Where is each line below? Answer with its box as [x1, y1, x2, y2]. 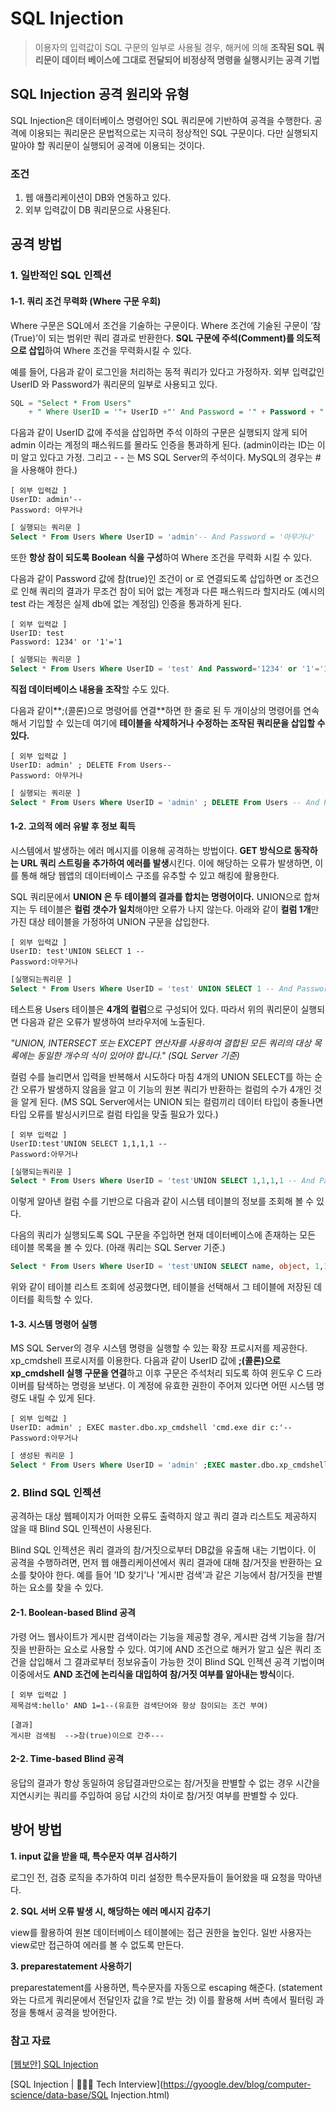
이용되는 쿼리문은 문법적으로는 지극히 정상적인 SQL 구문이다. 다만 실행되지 [28, 127, 319, 139]
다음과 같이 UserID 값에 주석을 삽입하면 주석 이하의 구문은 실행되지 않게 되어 [10, 427, 308, 439]
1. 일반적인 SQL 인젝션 [10, 268, 112, 282]
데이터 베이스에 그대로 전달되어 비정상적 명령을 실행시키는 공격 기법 [61, 53, 320, 66]
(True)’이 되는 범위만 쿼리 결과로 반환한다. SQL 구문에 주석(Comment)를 [10, 332, 295, 344]
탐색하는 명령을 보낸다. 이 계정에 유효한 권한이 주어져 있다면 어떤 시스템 [36, 1380, 315, 1392]
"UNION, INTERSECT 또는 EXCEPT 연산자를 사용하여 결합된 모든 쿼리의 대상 [10, 1037, 312, 1049]
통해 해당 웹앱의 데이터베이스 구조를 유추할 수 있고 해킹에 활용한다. [20, 869, 280, 881]
